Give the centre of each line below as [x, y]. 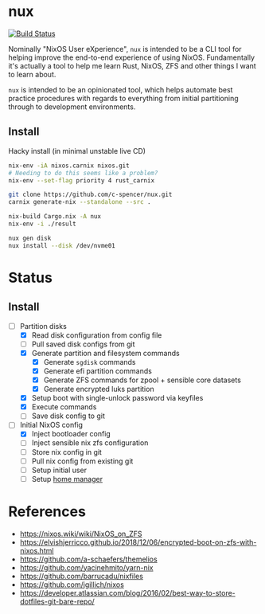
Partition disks [43, 326]
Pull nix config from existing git [82, 461]
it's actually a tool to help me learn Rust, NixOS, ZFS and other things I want [132, 65]
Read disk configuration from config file [97, 335]
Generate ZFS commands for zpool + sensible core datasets [142, 380]
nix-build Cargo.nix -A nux [55, 217]
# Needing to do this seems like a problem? [83, 173]
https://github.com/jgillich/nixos [72, 585]
